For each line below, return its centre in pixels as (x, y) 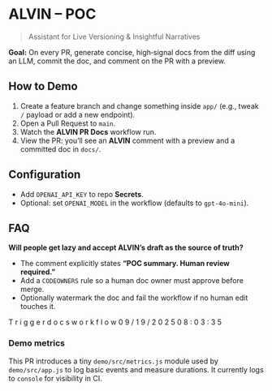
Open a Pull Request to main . (68, 123)
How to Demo (43, 86)
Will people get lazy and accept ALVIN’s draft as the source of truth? (126, 247)
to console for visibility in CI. (56, 378)
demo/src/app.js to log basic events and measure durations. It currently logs (136, 369)
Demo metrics (37, 343)
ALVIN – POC (52, 14)
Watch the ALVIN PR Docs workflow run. (88, 131)
